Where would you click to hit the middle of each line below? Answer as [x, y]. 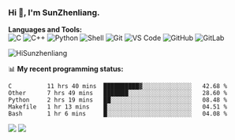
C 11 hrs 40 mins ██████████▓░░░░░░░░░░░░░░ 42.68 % [117, 87]
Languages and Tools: [45, 30]
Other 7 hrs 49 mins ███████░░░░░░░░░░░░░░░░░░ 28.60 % [117, 94]
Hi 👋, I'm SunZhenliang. [54, 13]
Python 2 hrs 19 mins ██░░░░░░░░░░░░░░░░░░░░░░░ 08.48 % [117, 100]
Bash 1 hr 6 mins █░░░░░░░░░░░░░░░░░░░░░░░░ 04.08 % [117, 114]
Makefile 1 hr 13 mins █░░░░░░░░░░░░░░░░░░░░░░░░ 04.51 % [117, 107]
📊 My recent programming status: [66, 69]
